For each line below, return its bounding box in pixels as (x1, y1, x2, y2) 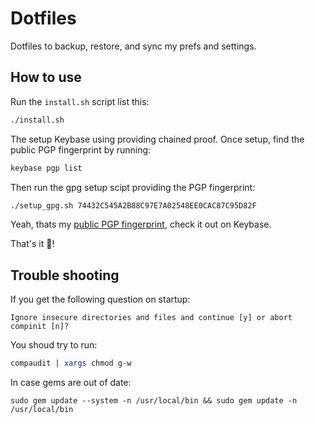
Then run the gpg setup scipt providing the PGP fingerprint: (10, 181, 256, 193)
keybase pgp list (10, 163, 83, 173)
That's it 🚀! (10, 238, 55, 250)
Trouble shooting (10, 267, 120, 284)
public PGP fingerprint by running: (10, 143, 152, 156)
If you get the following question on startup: (10, 293, 191, 306)
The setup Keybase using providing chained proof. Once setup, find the (10, 133, 305, 145)
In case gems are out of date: (10, 377, 132, 389)
